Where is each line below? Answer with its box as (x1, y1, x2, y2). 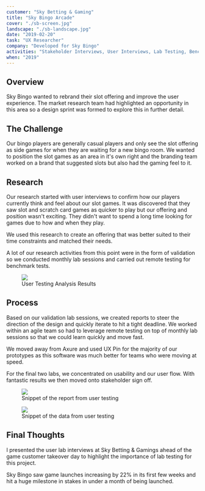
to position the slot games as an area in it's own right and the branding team (6, 153, 198, 160)
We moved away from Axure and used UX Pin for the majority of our (6, 345, 178, 353)
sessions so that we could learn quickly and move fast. (6, 333, 145, 340)
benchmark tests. (6, 262, 51, 270)
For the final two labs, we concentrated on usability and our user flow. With (6, 370, 195, 377)
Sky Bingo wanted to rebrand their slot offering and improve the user (6, 93, 179, 101)
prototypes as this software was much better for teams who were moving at (6, 351, 197, 359)
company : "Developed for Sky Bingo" (6, 43, 99, 49)
